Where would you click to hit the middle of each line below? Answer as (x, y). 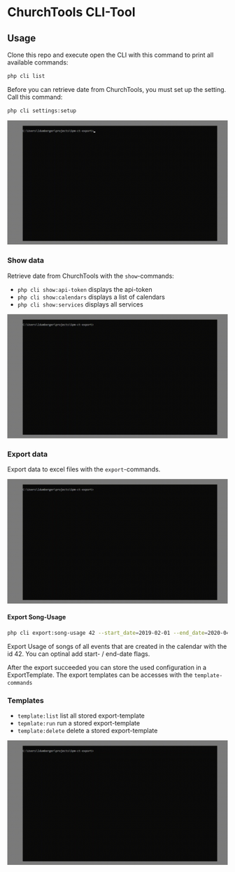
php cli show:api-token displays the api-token (85, 289)
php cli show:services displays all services (80, 304)
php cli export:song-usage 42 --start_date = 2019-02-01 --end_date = (108, 633)
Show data (26, 260)
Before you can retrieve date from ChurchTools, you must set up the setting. (117, 89)
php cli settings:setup (42, 110)
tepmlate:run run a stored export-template (79, 723)
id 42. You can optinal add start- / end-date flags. (79, 654)
